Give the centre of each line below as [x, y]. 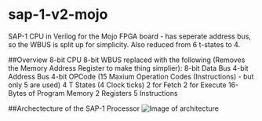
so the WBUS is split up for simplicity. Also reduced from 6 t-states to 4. [124, 44]
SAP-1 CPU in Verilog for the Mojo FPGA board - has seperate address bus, [129, 36]
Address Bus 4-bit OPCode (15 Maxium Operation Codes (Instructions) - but [131, 76]
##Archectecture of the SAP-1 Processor [74, 108]
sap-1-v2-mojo [58, 15]
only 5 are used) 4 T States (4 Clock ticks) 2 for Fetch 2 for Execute [117, 85]
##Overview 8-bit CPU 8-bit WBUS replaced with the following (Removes [127, 60]
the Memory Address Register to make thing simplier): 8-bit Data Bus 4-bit [128, 68]
